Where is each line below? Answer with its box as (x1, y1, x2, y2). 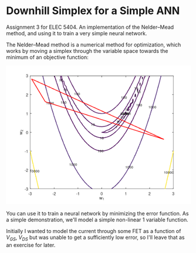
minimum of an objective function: (6, 53, 89, 60)
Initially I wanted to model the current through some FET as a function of (6, 227, 181, 234)
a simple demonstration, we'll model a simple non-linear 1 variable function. (6, 216, 189, 223)
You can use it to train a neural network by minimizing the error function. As (6, 210, 189, 217)
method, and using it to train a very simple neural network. (6, 29, 147, 36)
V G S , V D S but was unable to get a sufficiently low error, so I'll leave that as (6, 234, 185, 242)
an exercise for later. (6, 241, 56, 248)
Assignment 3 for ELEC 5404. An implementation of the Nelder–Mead (6, 23, 174, 31)
